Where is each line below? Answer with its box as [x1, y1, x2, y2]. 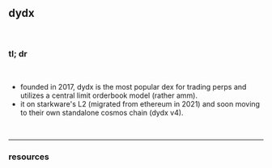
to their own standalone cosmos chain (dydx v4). [19, 108, 184, 118]
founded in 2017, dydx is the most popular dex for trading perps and [19, 82, 247, 92]
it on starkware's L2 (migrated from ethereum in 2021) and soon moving [19, 99, 261, 109]
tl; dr [8, 48, 28, 59]
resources [8, 151, 50, 162]
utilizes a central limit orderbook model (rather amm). [19, 90, 198, 100]
